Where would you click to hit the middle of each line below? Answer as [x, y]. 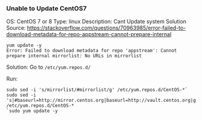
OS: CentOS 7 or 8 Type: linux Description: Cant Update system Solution [96, 22]
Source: [16, 28]
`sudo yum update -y [32, 111]
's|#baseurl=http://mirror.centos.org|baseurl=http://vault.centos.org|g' [103, 101]
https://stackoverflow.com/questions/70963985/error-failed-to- [106, 28]
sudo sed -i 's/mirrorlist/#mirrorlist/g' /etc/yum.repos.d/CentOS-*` [97, 90]
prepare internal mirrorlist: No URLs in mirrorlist [74, 56]
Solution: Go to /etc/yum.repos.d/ [48, 67]
